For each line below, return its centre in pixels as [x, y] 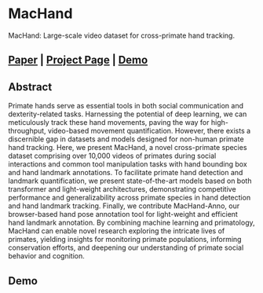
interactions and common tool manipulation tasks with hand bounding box [128, 164]
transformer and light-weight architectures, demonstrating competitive [122, 189]
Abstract [30, 87]
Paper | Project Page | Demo [78, 60]
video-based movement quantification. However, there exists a [149, 131]
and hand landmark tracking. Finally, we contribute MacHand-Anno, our [124, 206]
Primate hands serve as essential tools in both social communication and [126, 106]
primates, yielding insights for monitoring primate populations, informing [125, 240]
